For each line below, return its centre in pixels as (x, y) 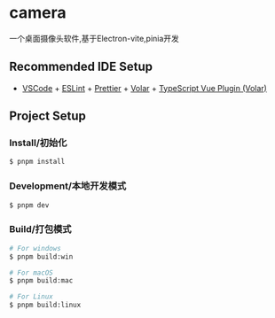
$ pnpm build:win (41, 256)
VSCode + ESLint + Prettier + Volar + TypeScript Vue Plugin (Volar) (145, 88)
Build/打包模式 (40, 229)
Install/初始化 (38, 143)
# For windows (35, 248)
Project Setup (48, 116)
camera (38, 13)
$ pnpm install (37, 162)
